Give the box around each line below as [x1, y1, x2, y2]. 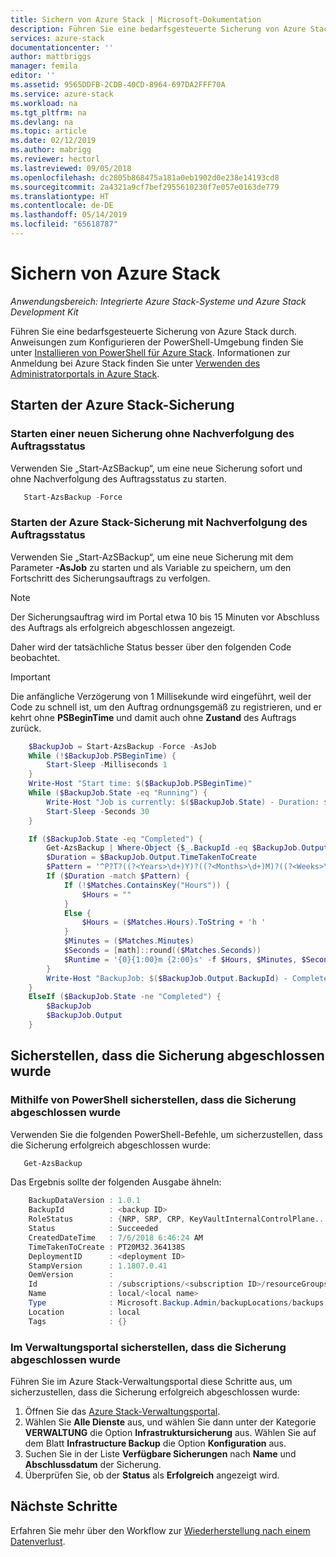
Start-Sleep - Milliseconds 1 [46, 760, 168, 770]
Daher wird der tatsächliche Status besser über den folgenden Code [10, 641, 292, 653]
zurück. [10, 722, 42, 734]
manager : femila [10, 61, 78, 71]
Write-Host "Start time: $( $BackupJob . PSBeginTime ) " [28, 779, 253, 789]
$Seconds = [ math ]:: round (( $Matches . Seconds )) [63, 946, 262, 956]
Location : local [28, 1307, 141, 1317]
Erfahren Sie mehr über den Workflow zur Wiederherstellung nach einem [10, 1524, 311, 1536]
